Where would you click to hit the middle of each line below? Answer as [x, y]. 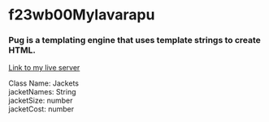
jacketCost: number [41, 109]
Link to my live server [44, 68]
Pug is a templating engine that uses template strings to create [135, 40]
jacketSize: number [41, 101]
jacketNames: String [42, 92]
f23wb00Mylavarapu [82, 15]
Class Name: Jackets [44, 83]
